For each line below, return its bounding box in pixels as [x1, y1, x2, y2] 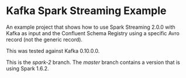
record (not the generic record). [6, 36, 83, 43]
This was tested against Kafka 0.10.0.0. [6, 47, 100, 54]
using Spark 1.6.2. [6, 65, 49, 72]
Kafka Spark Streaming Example [6, 4, 167, 18]
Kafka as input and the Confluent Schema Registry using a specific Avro [6, 29, 180, 36]
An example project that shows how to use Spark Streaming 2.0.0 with [6, 23, 175, 30]
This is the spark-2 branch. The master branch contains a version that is [6, 59, 180, 66]
